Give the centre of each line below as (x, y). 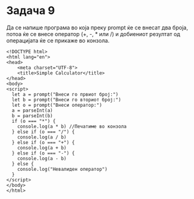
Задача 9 (31, 11)
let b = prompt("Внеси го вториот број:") (66, 99)
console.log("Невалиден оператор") (63, 169)
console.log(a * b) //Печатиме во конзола (72, 126)
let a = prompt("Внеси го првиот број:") (65, 94)
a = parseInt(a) (32, 110)
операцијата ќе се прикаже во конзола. (58, 40)
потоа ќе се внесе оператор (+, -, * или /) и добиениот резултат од (93, 34)
